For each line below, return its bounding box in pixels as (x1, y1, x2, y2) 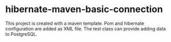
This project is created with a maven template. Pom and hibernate (5, 20, 145, 26)
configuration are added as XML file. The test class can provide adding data (5, 25, 166, 31)
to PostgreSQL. (5, 31, 37, 37)
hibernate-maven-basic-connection (5, 4, 163, 15)
